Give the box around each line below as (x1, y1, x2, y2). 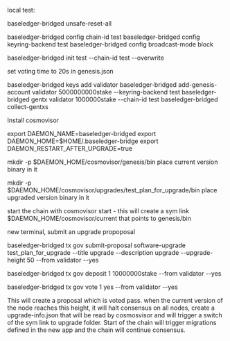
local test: (7, 6, 35, 14)
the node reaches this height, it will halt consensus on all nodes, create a (7, 303, 215, 312)
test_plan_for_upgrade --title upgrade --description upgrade (7, 249, 179, 256)
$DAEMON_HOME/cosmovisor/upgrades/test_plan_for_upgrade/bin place (7, 186, 218, 194)
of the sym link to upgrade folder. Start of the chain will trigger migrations (7, 319, 217, 326)
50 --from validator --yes (26, 256, 99, 264)
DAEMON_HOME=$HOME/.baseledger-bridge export (7, 137, 159, 145)
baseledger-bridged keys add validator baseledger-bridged (7, 81, 177, 89)
